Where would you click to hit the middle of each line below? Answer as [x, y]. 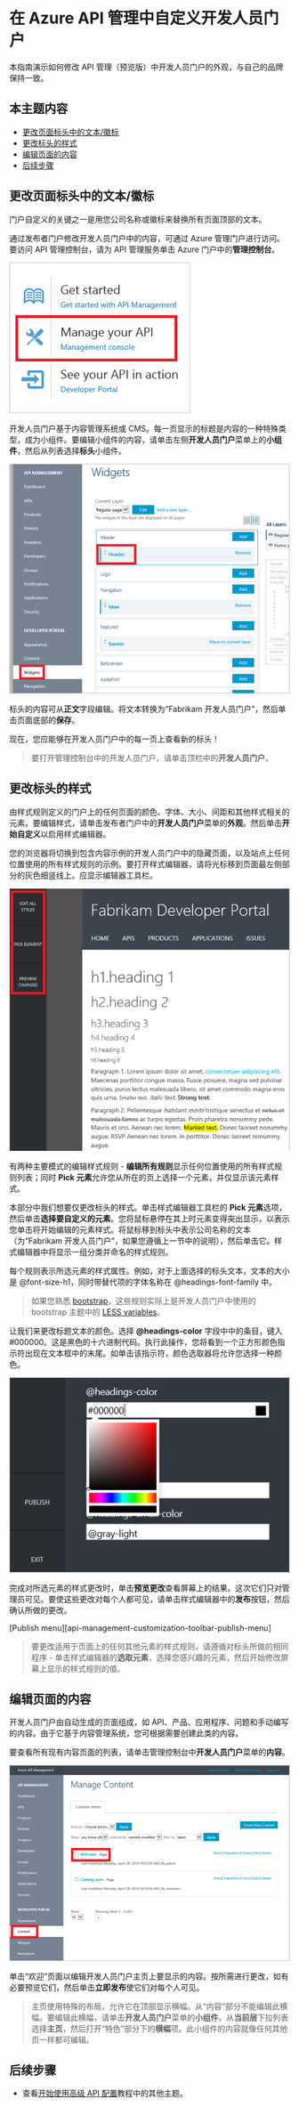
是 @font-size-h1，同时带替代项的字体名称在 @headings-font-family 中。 [143, 1282]
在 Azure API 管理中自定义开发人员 [137, 18]
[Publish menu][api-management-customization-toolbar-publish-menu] [140, 1628]
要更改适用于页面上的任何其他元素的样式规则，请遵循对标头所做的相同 [160, 1646]
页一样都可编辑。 [62, 2039]
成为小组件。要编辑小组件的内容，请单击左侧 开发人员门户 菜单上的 [145, 439]
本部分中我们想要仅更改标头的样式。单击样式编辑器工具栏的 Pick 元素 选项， [148, 1207]
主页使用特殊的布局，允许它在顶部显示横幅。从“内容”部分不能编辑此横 [159, 2006]
